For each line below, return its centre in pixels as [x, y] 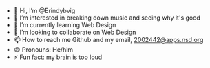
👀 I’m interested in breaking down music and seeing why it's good [107, 18]
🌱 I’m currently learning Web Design [65, 25]
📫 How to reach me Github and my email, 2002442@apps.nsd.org [108, 40]
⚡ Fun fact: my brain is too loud [58, 57]
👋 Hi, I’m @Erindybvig [44, 11]
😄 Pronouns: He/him [43, 50]
